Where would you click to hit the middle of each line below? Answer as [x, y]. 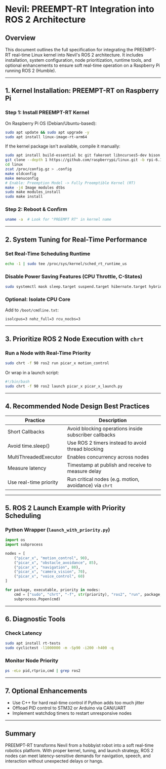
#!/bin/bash [17, 382]
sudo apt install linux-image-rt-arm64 [46, 137]
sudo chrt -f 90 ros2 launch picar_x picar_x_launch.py [64, 386]
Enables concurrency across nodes [108, 457]
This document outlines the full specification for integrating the [69, 50]
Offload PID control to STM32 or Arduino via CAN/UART [69, 708]
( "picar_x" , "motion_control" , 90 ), [52, 558]
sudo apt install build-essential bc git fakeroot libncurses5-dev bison [83, 155]
